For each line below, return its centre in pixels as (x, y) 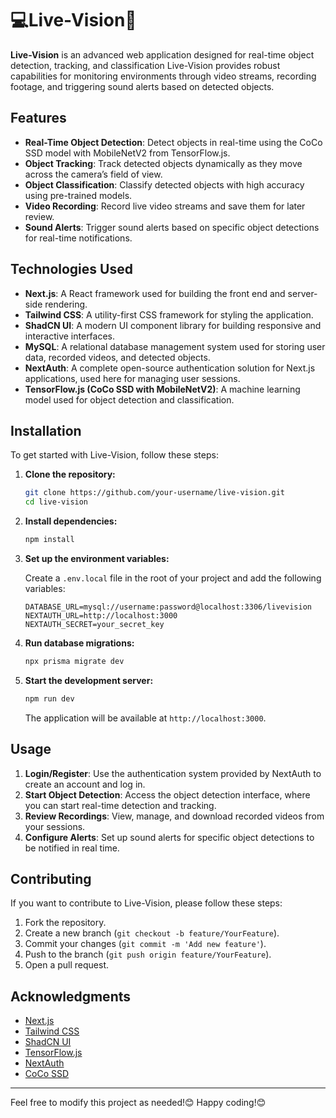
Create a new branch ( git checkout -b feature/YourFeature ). (152, 933)
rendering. (66, 304)
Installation (46, 430)
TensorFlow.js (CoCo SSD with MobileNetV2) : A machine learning (162, 389)
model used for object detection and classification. (129, 399)
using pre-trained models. (78, 195)
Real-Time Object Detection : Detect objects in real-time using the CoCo (173, 142)
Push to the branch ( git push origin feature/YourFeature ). (148, 954)
